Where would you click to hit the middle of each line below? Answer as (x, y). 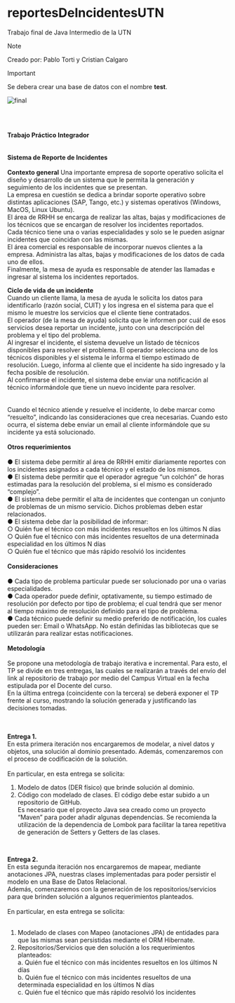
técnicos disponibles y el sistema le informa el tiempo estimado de (103, 357)
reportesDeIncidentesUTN (86, 13)
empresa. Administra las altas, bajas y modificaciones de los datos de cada (116, 254)
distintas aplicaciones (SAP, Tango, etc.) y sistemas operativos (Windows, (114, 202)
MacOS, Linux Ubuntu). (41, 209)
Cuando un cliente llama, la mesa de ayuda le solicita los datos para (105, 298)
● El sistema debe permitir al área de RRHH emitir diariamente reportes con (117, 462)
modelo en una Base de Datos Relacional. (67, 882)
